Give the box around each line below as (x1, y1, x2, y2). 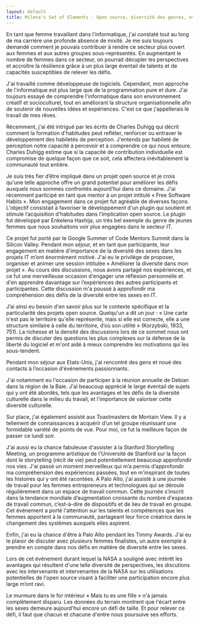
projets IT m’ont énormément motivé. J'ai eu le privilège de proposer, (6, 253, 175, 260)
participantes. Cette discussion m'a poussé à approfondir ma (6, 285, 155, 292)
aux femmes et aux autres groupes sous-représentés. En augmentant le (6, 49, 182, 56)
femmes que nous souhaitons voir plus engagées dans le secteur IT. (6, 223, 173, 230)
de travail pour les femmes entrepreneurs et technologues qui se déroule (6, 481, 185, 489)
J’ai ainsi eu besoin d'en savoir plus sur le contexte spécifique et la (6, 302, 169, 310)
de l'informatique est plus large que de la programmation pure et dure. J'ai (6, 86, 188, 93)
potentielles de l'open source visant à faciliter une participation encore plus (6, 574, 190, 581)
